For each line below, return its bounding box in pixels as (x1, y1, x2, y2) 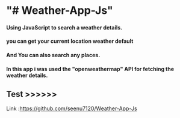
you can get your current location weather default (6, 37, 134, 45)
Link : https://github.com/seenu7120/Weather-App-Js (6, 105, 137, 112)
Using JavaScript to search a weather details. (6, 23, 122, 31)
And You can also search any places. (6, 51, 101, 58)
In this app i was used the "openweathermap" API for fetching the (6, 65, 175, 72)
